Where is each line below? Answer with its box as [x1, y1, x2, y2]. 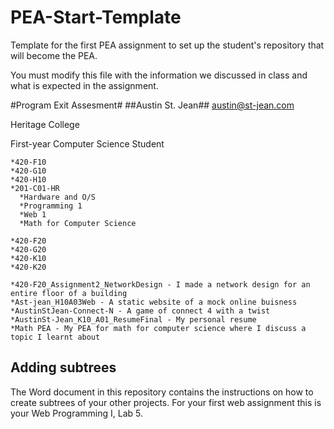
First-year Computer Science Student [10, 137, 165, 150]
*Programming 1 [19, 201, 83, 211]
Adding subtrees [10, 359, 117, 376]
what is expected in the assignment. [10, 79, 159, 91]
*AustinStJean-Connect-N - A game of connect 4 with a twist [10, 306, 271, 316]
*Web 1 [19, 209, 47, 220]
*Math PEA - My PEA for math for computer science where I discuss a [10, 323, 307, 333]
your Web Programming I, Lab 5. [10, 407, 144, 419]
